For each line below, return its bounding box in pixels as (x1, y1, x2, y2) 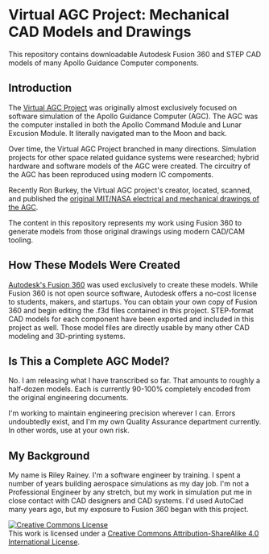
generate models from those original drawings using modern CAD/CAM (8, 226, 246, 236)
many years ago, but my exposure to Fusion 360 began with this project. (8, 505, 249, 515)
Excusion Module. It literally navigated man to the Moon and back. (8, 128, 227, 138)
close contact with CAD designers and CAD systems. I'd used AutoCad (8, 496, 244, 506)
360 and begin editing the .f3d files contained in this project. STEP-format (8, 305, 254, 315)
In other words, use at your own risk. (8, 425, 130, 436)
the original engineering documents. (8, 393, 129, 403)
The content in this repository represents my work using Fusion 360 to (8, 217, 242, 227)
